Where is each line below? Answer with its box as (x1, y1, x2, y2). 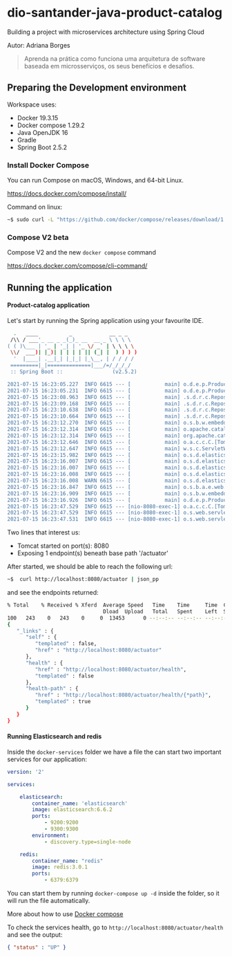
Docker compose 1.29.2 (17, 121, 85, 129)
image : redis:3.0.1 (32, 864, 88, 871)
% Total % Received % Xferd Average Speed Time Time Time (7, 602, 217, 609)
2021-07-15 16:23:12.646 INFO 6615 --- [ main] (7, 438, 181, 445)
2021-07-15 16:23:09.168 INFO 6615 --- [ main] (7, 400, 181, 407)
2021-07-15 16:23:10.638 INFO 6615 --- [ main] (7, 407, 181, 414)
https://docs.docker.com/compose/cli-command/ (7, 261, 148, 270)
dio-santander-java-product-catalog (7, 5, 223, 21)
